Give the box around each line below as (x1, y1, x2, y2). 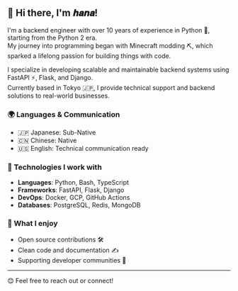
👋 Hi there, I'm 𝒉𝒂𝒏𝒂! (7, 7, 98, 19)
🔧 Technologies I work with (7, 162, 103, 172)
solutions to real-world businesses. (7, 91, 110, 100)
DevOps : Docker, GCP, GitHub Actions (17, 193, 130, 202)
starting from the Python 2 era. (7, 33, 98, 42)
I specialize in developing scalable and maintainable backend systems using (7, 65, 229, 74)
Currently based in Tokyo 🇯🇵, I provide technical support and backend (7, 83, 215, 92)
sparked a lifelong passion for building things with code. (7, 51, 171, 60)
